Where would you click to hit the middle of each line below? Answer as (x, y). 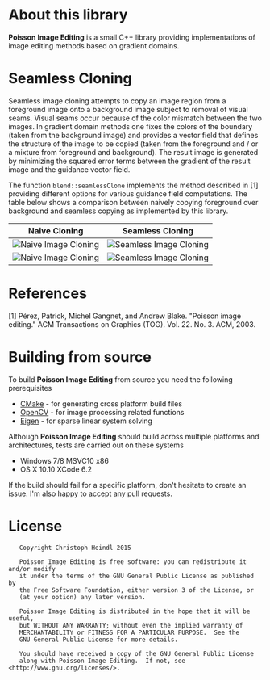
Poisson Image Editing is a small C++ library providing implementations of (132, 37)
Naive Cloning (56, 230)
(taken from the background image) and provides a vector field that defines (133, 135)
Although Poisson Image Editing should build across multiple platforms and (134, 436)
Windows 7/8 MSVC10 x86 (64, 460)
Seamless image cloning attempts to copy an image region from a (117, 101)
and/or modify (32, 569)
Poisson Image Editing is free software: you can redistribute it (133, 562)
